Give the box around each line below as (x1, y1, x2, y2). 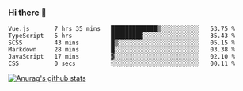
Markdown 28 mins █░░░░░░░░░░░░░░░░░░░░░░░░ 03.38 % (8, 46, 236, 54)
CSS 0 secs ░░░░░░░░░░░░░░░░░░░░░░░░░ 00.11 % (8, 59, 236, 68)
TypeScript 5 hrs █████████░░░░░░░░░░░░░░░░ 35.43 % (8, 32, 236, 40)
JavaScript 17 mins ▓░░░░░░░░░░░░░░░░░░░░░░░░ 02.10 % (8, 53, 236, 61)
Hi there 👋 (8, 7, 47, 18)
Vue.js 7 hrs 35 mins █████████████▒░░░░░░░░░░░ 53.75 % (8, 25, 236, 33)
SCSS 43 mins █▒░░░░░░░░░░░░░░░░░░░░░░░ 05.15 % (8, 39, 236, 47)
